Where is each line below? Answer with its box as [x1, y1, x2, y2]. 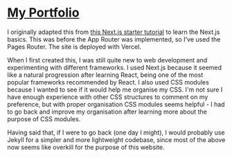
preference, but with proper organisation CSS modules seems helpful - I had [7, 100, 225, 108]
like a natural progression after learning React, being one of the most [7, 71, 204, 79]
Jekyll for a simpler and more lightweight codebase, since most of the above [7, 135, 226, 143]
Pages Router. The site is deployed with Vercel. [7, 42, 142, 51]
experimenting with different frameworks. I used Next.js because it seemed [7, 63, 222, 71]
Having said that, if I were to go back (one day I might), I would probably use [7, 128, 225, 137]
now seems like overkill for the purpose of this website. [7, 143, 165, 151]
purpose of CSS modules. [7, 114, 81, 123]
